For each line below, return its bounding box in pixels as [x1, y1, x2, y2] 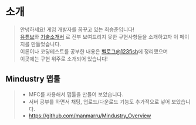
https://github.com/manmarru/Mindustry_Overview [28, 112, 151, 119]
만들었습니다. [31, 40, 61, 48]
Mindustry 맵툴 [5, 74, 61, 84]
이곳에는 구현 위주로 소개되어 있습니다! [19, 55, 108, 62]
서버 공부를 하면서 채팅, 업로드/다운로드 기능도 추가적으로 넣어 [28, 98, 170, 105]
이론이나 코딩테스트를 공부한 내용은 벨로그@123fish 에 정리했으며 [19, 48, 168, 55]
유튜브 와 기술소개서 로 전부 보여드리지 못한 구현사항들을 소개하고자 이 [19, 33, 178, 40]
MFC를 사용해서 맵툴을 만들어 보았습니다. [28, 90, 124, 97]
